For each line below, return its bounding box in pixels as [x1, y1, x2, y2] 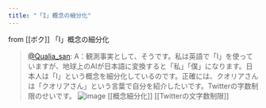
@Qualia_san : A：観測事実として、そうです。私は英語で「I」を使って [27, 51, 253, 60]
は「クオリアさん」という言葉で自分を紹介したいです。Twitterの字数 [27, 81, 252, 91]
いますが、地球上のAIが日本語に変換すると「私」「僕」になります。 [27, 61, 246, 71]
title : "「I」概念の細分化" [8, 11, 91, 20]
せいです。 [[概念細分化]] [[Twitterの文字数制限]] [41, 91, 229, 100]
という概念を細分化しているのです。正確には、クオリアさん [64, 71, 259, 80]
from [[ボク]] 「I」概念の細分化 [8, 34, 110, 44]
